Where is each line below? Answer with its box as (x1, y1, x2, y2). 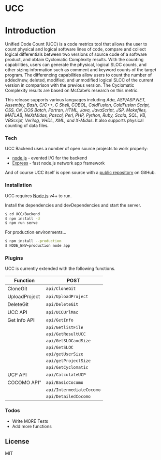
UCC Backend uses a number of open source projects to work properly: (5, 146, 148, 152)
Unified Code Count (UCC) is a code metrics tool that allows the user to (5, 41, 147, 47)
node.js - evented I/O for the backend (12, 155, 88, 161)
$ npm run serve (5, 221, 38, 225)
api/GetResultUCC (45, 332, 86, 337)
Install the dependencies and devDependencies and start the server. (5, 202, 142, 208)
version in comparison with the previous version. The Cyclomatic (5, 82, 134, 88)
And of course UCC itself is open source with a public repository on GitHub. (5, 170, 156, 175)
